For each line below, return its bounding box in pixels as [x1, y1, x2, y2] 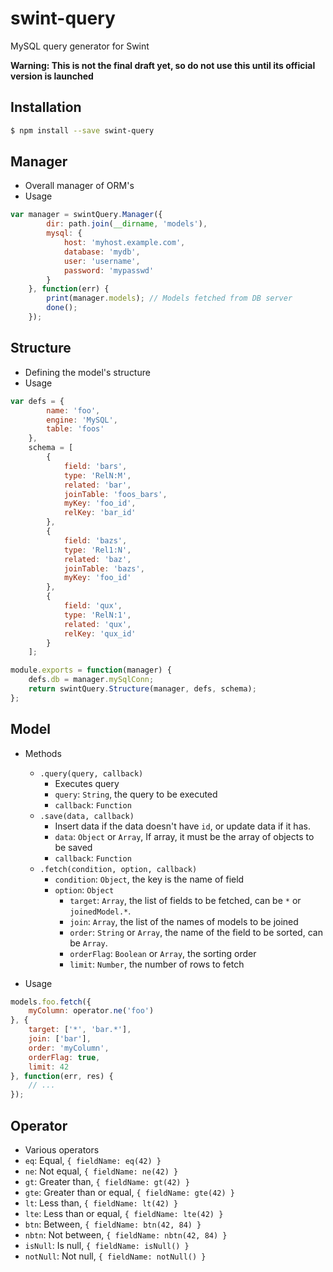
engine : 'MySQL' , [46, 415, 118, 425]
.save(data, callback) [39, 811, 135, 821]
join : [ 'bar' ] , [28, 1034, 92, 1044]
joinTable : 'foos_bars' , [63, 489, 168, 499]
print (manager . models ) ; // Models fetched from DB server [46, 293, 293, 304]
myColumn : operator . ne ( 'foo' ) [28, 1006, 155, 1016]
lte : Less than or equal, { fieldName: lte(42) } [24, 1208, 224, 1219]
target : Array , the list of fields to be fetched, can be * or [69, 894, 302, 906]
